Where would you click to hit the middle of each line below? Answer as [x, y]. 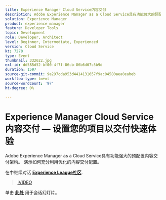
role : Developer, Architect [34, 38]
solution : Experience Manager [36, 19]
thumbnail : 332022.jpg [28, 60]
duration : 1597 [21, 70]
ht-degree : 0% [20, 88]
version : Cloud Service [30, 47]
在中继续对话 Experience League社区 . [44, 173]
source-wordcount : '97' [30, 83]
